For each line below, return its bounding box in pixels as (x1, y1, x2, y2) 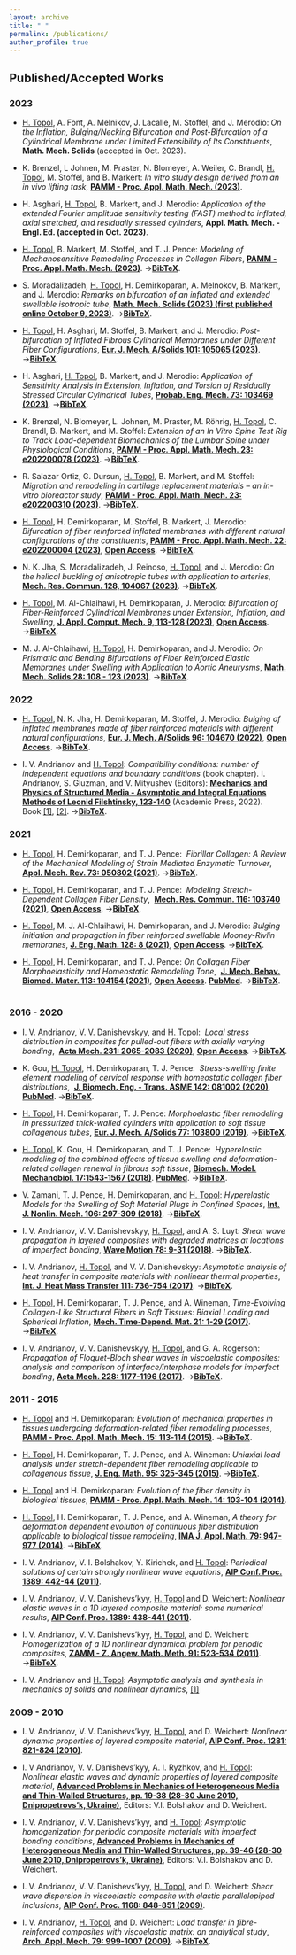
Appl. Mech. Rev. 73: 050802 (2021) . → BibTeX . (21, 867, 199, 878)
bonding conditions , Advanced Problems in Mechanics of (21, 1835, 235, 1847)
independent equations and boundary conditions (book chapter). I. (21, 768, 266, 780)
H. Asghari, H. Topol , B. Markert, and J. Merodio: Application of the (21, 198, 267, 209)
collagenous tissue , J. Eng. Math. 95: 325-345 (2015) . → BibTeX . (21, 1468, 260, 1479)
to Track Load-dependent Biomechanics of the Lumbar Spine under (21, 435, 270, 446)
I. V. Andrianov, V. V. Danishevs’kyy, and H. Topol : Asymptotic (21, 1817, 247, 1827)
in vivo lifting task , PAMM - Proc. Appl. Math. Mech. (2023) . (21, 181, 243, 191)
